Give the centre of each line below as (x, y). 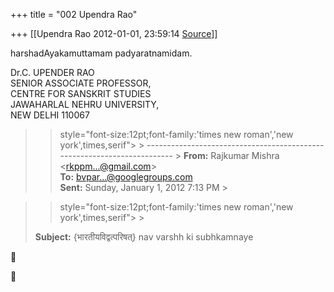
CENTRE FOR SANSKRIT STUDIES (81, 93)
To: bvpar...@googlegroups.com (126, 177)
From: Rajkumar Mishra (231, 155)
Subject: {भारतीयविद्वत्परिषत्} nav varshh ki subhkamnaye (144, 237)
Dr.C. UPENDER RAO (52, 72)
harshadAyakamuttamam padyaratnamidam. (101, 53)
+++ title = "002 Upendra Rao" (74, 14)
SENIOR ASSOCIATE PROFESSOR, (81, 83)
